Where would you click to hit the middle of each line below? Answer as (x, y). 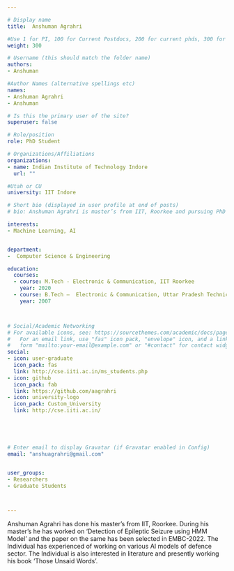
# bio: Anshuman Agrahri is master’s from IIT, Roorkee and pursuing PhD (117, 212)
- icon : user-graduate (40, 359)
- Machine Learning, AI (42, 231)
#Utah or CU (24, 186)
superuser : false (32, 122)
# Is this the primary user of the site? (68, 116)
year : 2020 (36, 288)
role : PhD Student (34, 142)
